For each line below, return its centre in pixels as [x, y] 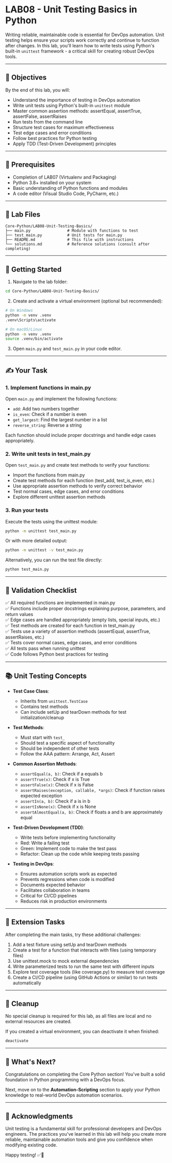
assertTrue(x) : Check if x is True [55, 779]
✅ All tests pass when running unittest [46, 648]
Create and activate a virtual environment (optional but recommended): [88, 301]
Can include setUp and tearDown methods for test [73, 712]
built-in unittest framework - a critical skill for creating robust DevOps [80, 51]
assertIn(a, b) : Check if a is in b [55, 801]
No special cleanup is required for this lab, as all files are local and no [79, 1016]
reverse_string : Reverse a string [47, 425]
